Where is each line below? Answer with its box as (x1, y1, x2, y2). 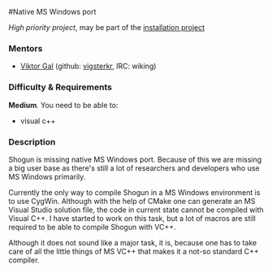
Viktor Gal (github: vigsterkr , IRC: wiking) (19, 61, 157, 71)
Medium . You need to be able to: (8, 100, 119, 110)
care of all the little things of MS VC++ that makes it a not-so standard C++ (8, 246, 259, 256)
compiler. (8, 255, 40, 265)
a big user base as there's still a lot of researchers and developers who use (8, 162, 260, 173)
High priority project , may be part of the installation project (8, 23, 205, 32)
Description (8, 136, 56, 147)
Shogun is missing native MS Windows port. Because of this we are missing (8, 154, 262, 164)
